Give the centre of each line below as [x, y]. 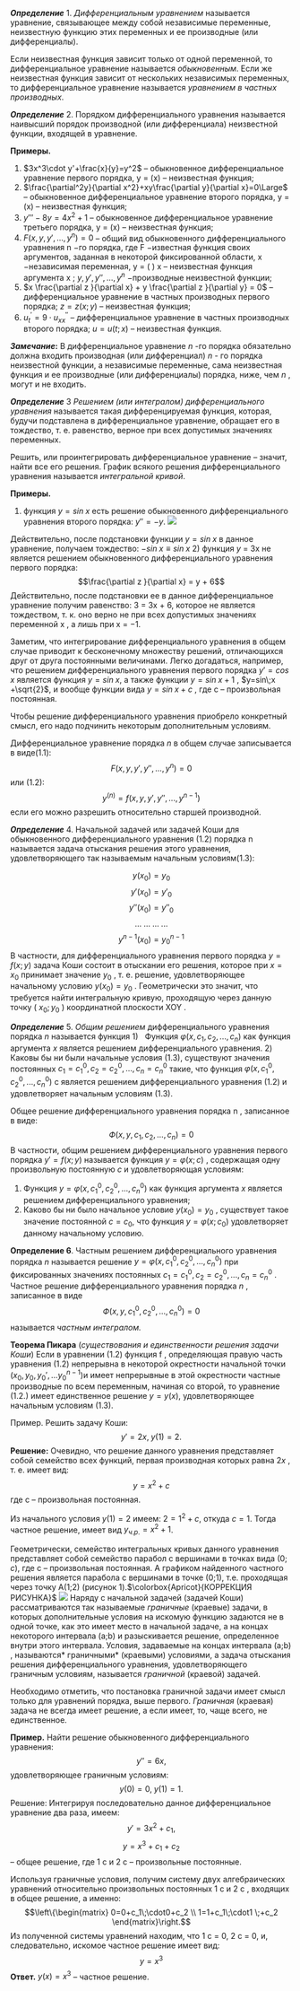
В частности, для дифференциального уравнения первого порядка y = [146, 956]
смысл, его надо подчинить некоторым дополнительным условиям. [141, 726]
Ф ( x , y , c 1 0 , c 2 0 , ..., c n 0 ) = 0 [151, 1311]
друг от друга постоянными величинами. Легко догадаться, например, [147, 661]
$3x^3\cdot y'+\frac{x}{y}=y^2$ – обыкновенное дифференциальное [154, 168]
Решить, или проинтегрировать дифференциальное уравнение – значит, [149, 458]
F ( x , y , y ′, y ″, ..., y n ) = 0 [151, 768]
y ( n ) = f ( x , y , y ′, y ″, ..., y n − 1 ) [151, 797]
